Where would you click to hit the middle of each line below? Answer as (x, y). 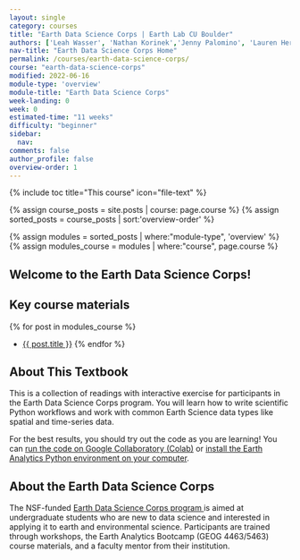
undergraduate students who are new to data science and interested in (140, 518)
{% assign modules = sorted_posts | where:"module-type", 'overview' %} (144, 237)
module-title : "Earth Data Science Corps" (89, 92)
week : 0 (24, 109)
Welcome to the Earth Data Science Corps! (130, 274)
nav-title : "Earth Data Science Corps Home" (93, 51)
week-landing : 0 (39, 101)
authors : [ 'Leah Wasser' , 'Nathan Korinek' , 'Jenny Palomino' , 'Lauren (143, 42)
